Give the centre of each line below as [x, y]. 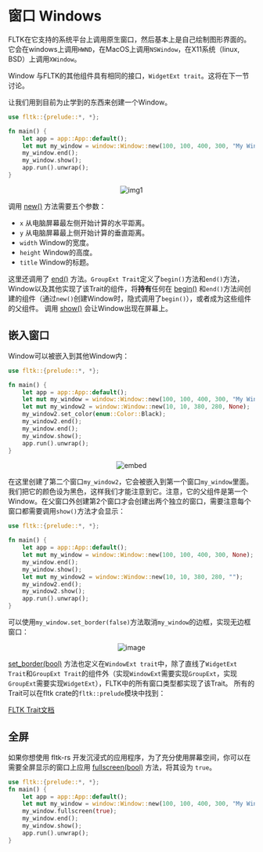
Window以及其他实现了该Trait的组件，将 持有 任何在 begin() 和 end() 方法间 [126, 288]
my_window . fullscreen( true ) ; [70, 811]
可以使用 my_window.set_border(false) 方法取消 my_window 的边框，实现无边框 [130, 622]
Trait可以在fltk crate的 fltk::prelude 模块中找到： [87, 693]
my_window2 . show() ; [54, 591]
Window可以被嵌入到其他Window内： [69, 356]
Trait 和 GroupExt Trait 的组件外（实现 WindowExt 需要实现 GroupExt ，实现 [122, 673]
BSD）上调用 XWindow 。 [45, 59]
